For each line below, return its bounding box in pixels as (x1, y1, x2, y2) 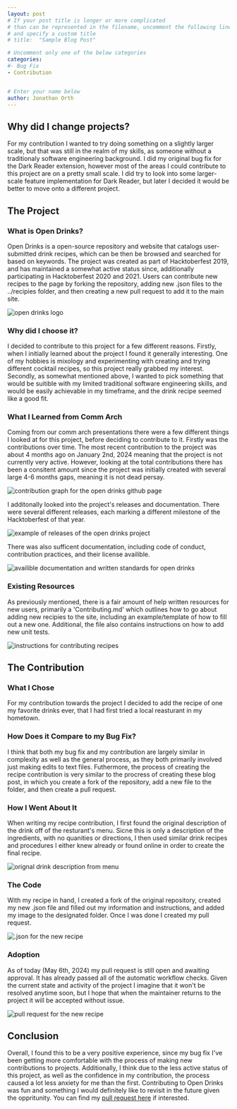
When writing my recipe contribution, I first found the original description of (7, 819, 227, 827)
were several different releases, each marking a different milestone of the (7, 508, 221, 516)
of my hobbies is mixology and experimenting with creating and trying (7, 357, 210, 366)
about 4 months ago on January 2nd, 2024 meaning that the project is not (7, 450, 223, 459)
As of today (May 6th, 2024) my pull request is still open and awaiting (7, 966, 209, 974)
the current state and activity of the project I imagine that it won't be (7, 981, 206, 989)
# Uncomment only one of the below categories (7, 49, 147, 56)
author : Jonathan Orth (7, 95, 74, 102)
